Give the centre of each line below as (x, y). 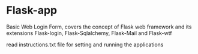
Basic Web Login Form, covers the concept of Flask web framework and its (99, 27)
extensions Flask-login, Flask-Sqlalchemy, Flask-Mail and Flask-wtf (89, 33)
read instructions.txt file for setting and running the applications (85, 45)
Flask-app (32, 10)
